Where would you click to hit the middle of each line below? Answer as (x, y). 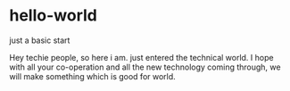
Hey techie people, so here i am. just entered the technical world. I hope (141, 57)
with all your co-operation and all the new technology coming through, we (145, 67)
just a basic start (40, 40)
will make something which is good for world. (92, 76)
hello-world (54, 16)
